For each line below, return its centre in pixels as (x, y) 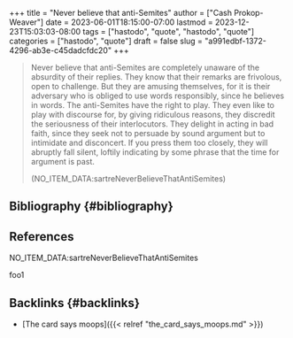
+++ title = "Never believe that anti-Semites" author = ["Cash (121, 13)
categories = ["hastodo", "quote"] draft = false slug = (106, 41)
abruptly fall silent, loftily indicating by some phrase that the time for (155, 152)
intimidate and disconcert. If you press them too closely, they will (149, 142)
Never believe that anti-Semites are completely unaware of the (145, 67)
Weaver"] (27, 22)
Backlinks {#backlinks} (74, 303)
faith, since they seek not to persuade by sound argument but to (148, 133)
